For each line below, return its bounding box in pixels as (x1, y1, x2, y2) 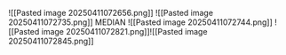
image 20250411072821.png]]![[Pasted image (41, 27, 208, 36)
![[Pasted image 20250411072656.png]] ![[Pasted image (8, 8, 214, 18)
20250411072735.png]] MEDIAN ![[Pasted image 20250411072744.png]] (8, 17, 273, 27)
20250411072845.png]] (8, 35, 94, 46)
